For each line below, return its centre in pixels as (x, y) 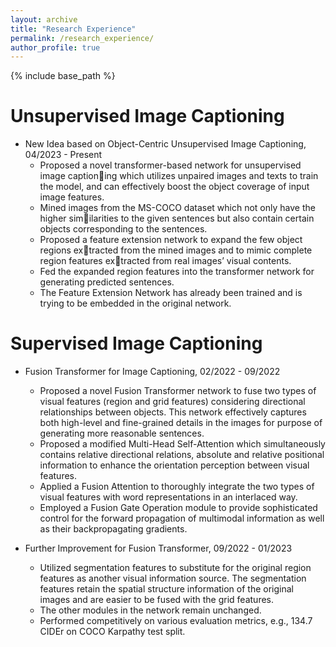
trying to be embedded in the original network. (135, 303)
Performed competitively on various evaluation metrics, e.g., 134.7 (176, 621)
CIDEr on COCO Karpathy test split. (112, 632)
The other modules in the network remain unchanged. (150, 610)
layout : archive (44, 19)
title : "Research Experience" (73, 29)
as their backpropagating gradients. (113, 529)
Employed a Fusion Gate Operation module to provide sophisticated (178, 508)
